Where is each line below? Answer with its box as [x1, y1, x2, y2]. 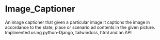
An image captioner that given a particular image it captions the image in [5, 19, 150, 25]
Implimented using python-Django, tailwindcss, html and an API [5, 29, 132, 35]
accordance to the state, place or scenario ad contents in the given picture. [5, 24, 155, 30]
